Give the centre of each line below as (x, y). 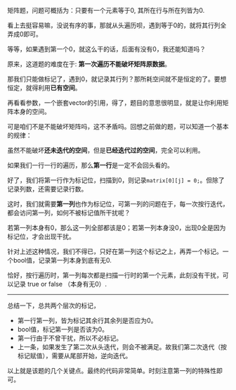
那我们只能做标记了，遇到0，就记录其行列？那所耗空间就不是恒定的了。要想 (117, 79)
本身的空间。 (32, 112)
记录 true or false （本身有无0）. (60, 284)
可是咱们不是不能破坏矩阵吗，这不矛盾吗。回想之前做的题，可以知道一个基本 (118, 126)
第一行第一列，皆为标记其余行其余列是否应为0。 (87, 320)
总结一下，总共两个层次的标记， (53, 306)
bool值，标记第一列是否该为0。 (63, 329)
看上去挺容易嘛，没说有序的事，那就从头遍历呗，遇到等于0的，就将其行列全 (117, 25)
